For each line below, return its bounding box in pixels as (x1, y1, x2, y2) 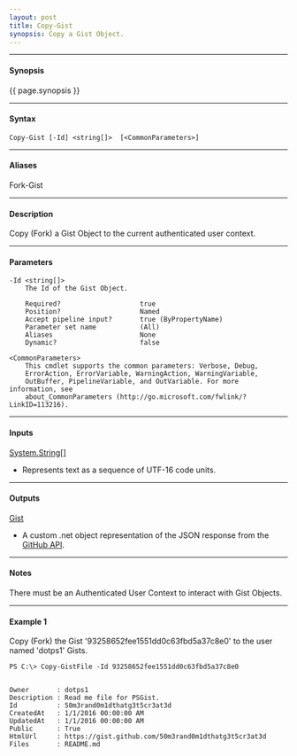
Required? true (25, 300, 156, 308)
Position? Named (25, 308, 161, 316)
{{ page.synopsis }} (9, 85, 80, 96)
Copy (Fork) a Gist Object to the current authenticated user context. (9, 228, 256, 239)
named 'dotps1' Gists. (9, 645, 88, 656)
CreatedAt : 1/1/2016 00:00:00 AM (9, 709, 144, 718)
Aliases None (25, 331, 156, 339)
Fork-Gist (9, 179, 43, 191)
